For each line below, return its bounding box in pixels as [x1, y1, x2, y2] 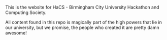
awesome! [5, 30, 27, 35]
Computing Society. [5, 9, 47, 15]
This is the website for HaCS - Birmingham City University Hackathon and [5, 4, 159, 10]
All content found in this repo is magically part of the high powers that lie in [5, 19, 162, 25]
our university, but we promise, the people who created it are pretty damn [5, 24, 159, 30]
